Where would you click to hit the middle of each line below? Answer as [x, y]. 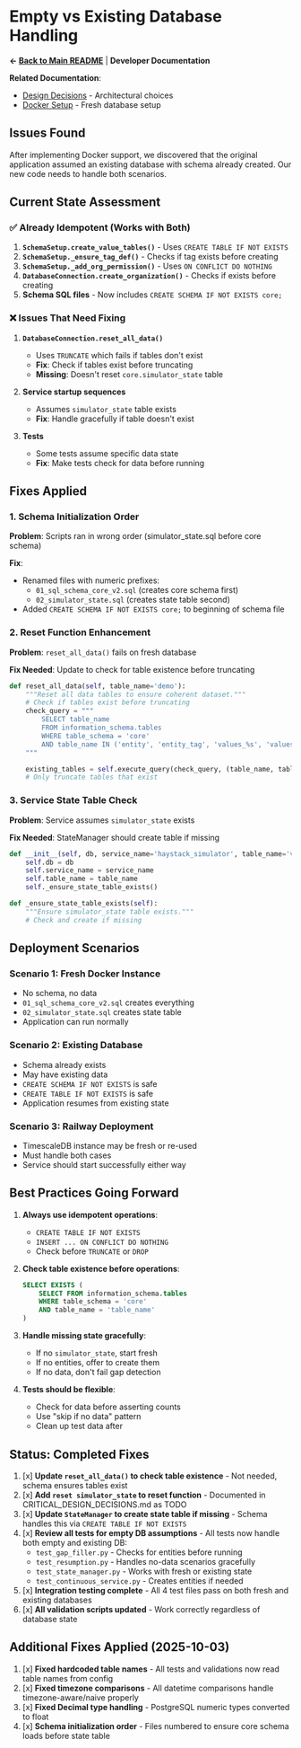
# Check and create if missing [84, 920]
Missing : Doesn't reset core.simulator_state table [129, 374]
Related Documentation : [55, 77]
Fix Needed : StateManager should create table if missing [115, 837]
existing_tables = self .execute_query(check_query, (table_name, [150, 769]
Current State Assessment [85, 203]
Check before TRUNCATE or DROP [92, 1251]
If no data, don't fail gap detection [98, 1373]
